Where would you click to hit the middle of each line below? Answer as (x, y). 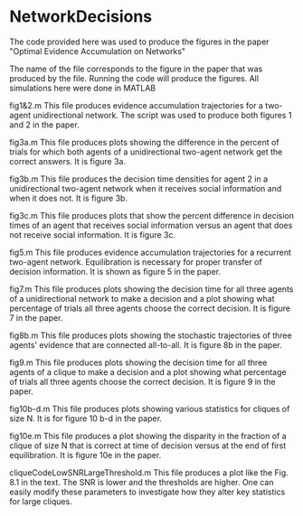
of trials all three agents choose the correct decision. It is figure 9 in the (142, 381)
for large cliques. (41, 501)
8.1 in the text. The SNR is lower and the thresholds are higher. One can (142, 482)
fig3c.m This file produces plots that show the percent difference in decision (151, 215)
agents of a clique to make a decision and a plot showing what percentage (148, 371)
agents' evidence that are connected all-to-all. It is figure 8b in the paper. (146, 344)
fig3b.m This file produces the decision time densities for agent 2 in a (139, 179)
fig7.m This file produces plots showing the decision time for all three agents (151, 289)
